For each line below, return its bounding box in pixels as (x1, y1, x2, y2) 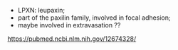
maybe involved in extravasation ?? (17, 21, 121, 29)
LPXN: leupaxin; (17, 6, 66, 14)
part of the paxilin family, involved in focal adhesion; (17, 13, 171, 22)
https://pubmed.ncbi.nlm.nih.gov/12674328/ (7, 35, 137, 43)
